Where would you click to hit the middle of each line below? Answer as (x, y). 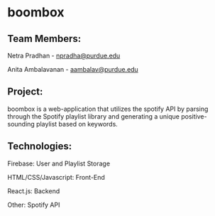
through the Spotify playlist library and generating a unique (93, 116)
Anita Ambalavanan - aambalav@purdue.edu (73, 69)
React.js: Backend (34, 191)
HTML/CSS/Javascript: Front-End (56, 177)
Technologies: (40, 146)
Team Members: (44, 39)
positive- (194, 116)
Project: (25, 92)
